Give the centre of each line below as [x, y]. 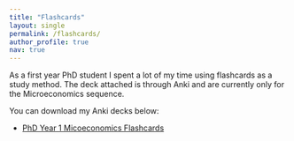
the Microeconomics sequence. [67, 94]
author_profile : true [49, 42]
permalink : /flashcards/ [55, 33]
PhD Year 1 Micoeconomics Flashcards [93, 128]
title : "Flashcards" [47, 17]
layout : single [37, 26]
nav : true [27, 50]
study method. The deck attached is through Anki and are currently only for [147, 85]
